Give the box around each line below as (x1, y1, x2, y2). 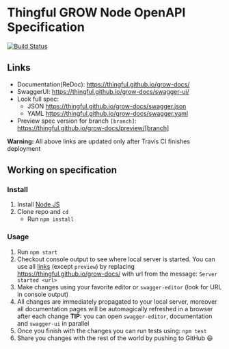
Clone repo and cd (16, 208, 69, 216)
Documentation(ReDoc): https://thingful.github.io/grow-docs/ (16, 80, 190, 88)
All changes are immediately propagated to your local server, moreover (16, 297, 217, 306)
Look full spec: (16, 95, 59, 103)
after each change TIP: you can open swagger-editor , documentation (16, 312, 213, 320)
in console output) (16, 290, 69, 298)
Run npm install (27, 215, 74, 224)
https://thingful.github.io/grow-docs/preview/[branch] (16, 123, 170, 132)
